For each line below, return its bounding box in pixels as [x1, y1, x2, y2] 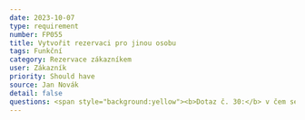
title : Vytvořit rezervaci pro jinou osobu [9, 38, 177, 48]
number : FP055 [9, 30, 64, 39]
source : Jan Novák [9, 80, 79, 89]
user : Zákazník [9, 64, 67, 73]
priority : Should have [9, 72, 95, 81]
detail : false [9, 88, 64, 97]
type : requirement [9, 22, 79, 31]
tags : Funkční [9, 47, 64, 56]
